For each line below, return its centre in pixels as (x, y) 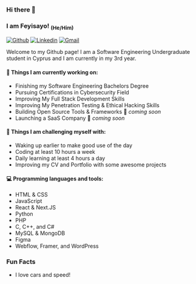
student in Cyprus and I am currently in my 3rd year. (71, 58)
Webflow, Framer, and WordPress (57, 246)
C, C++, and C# (35, 227)
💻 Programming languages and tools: (55, 179)
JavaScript (29, 201)
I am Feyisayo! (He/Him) (40, 26)
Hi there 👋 (21, 10)
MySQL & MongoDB (40, 233)
